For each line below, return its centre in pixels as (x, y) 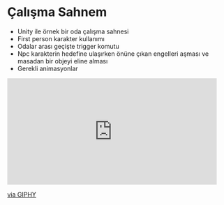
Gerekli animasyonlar (47, 68)
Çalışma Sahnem (57, 12)
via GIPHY (22, 194)
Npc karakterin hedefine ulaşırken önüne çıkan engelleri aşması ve (113, 54)
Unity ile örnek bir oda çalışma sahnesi (73, 31)
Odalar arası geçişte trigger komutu (68, 46)
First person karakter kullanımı (61, 38)
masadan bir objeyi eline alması (62, 61)
